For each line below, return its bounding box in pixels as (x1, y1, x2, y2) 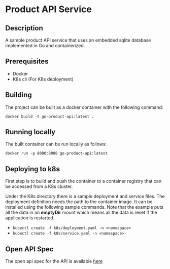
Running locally (5, 128, 56, 136)
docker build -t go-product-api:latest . (5, 114, 94, 119)
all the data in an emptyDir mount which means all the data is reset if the (5, 209, 157, 216)
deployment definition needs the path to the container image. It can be (5, 199, 153, 205)
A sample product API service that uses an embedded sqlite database (5, 37, 151, 43)
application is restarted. (5, 215, 55, 221)
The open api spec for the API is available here (5, 258, 103, 264)
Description (5, 24, 43, 32)
